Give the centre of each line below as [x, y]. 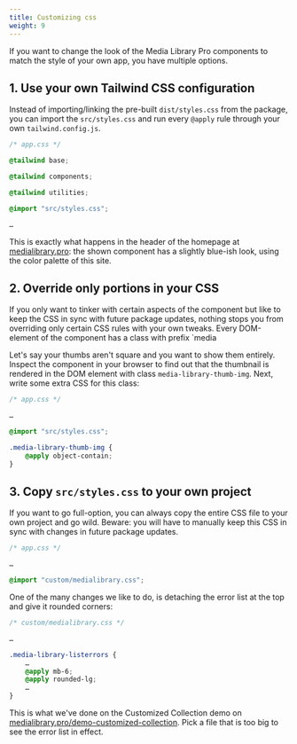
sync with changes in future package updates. [94, 532]
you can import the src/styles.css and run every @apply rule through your [145, 119]
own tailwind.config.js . [55, 129]
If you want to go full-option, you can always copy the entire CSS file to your [148, 513]
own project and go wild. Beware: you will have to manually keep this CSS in [148, 522]
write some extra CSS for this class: [74, 383]
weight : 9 [27, 26]
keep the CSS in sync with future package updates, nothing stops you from [146, 319]
